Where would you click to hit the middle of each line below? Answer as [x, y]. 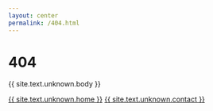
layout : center [33, 15]
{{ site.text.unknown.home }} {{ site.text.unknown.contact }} [106, 99]
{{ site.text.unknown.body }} [54, 84]
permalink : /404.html [44, 23]
